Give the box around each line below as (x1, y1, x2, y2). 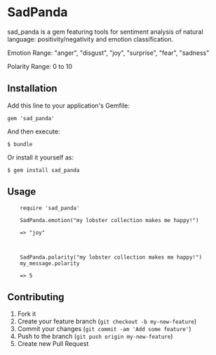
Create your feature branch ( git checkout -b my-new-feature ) (17, 317, 197, 325)
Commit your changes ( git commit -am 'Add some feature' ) (17, 325, 191, 333)
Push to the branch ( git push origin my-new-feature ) (17, 332, 173, 341)
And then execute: (7, 127, 60, 136)
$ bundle (7, 141, 33, 148)
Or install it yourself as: (7, 153, 74, 162)
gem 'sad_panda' (7, 115, 55, 122)
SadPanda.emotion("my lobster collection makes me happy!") (20, 217, 199, 224)
